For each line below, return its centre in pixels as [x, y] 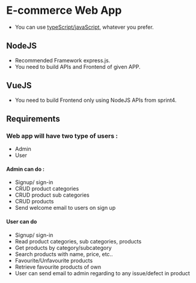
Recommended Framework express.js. [63, 60]
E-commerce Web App [64, 10]
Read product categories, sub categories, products [78, 241]
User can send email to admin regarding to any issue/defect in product [103, 273]
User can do [22, 222]
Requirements [33, 118]
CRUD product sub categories [52, 195]
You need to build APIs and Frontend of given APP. [78, 67]
